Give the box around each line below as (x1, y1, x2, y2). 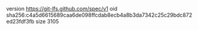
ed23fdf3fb (6, 18, 35, 25)
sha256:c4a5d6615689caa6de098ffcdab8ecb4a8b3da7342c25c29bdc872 (6, 11, 193, 19)
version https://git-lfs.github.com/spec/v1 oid (6, 5, 118, 12)
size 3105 (35, 18, 59, 25)
